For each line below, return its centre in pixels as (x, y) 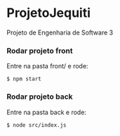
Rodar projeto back (40, 97)
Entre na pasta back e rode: (47, 112)
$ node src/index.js (37, 125)
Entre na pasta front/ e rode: (47, 66)
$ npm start (24, 79)
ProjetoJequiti (49, 13)
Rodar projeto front (40, 51)
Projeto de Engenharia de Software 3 (60, 32)
